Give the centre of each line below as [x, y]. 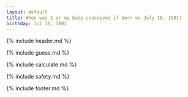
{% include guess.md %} [38, 53]
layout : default [27, 12]
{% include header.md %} [39, 41]
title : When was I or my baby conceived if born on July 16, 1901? [94, 18]
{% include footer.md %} [38, 88]
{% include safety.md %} [38, 77]
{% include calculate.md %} [42, 64]
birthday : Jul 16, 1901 [37, 23]
